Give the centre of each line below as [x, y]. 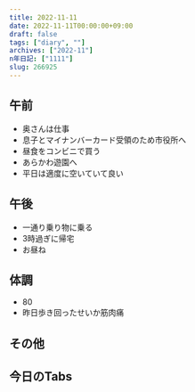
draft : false [33, 34]
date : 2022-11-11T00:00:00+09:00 [71, 26]
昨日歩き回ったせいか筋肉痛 [73, 313]
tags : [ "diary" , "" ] [48, 42]
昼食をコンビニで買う [61, 151]
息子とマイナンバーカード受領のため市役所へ [104, 140]
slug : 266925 [33, 68]
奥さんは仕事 [45, 128]
